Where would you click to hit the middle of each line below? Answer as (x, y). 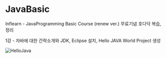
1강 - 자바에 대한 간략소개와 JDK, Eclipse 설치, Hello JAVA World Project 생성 (83, 40)
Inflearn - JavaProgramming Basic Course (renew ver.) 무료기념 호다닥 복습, (83, 23)
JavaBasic (27, 9)
